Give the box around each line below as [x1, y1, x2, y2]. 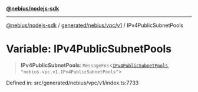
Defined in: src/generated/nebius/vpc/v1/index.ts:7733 [6, 79, 139, 86]
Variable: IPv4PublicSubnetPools [6, 42, 172, 56]
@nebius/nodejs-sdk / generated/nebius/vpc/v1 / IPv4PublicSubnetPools [6, 22, 184, 29]
